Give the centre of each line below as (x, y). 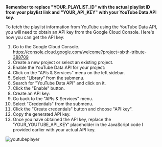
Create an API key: (31, 93)
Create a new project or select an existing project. (63, 62)
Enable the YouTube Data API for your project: (59, 67)
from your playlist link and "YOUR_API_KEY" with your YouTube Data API (81, 12)
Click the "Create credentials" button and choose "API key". (73, 109)
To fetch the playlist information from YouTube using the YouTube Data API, (81, 27)
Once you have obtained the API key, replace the (62, 119)
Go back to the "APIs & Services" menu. (53, 99)
